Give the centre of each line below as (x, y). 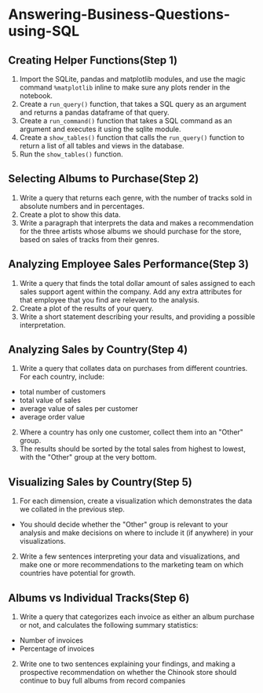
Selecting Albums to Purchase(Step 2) (104, 179)
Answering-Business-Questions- (119, 15)
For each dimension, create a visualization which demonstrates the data (136, 501)
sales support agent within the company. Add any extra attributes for (131, 291)
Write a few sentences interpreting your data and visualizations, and (130, 556)
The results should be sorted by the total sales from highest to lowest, (132, 449)
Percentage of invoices (57, 649)
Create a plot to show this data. (70, 214)
